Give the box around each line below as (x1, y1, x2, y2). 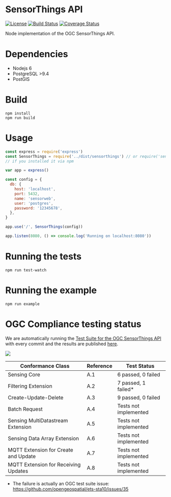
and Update (8, 453, 36, 460)
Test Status (126, 362, 155, 369)
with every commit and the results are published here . (5, 341, 119, 347)
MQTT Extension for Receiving (8, 461, 81, 468)
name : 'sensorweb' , (14, 196, 56, 201)
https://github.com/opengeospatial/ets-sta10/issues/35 (12, 486, 129, 492)
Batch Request (8, 405, 43, 412)
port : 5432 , (14, 191, 40, 196)
